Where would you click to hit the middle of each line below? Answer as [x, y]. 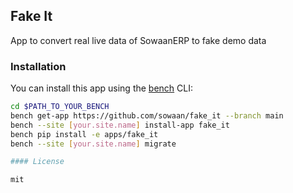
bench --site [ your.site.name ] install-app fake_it [120, 125]
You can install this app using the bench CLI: [102, 88]
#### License [37, 162]
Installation [38, 66]
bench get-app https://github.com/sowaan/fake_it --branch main [147, 115]
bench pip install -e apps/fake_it [84, 134]
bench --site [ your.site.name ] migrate [93, 144]
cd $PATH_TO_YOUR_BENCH [60, 107]
